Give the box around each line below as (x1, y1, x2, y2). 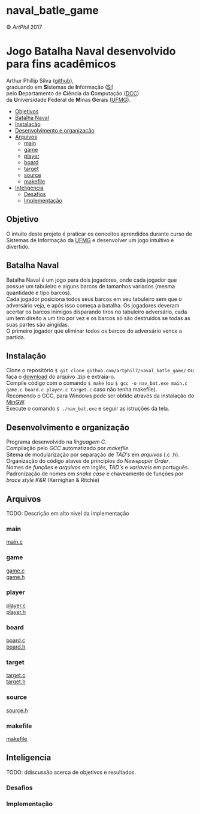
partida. (6, 333, 26, 340)
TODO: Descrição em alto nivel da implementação (6, 509, 129, 517)
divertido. (6, 243, 30, 250)
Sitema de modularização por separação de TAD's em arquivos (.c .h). (6, 451, 180, 459)
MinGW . (6, 399, 26, 406)
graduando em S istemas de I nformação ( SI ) (6, 83, 114, 91)
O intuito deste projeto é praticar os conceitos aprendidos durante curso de (6, 230, 193, 237)
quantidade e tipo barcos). (6, 289, 72, 296)
